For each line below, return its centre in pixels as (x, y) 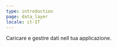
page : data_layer (27, 17)
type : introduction (30, 11)
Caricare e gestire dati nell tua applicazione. (59, 38)
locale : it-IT (23, 22)
